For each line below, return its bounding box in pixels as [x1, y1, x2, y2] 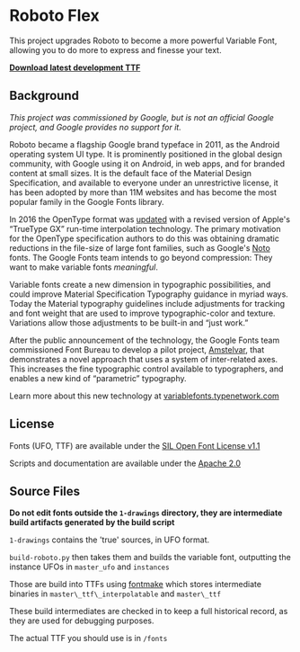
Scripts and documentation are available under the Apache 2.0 [9, 458, 241, 469]
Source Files [9, 483, 81, 499]
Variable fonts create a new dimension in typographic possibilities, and [9, 279, 271, 290]
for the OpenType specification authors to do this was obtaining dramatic [9, 233, 280, 244]
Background [9, 88, 79, 103]
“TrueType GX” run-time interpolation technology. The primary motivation [9, 223, 281, 234]
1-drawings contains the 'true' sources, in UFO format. [9, 534, 210, 545]
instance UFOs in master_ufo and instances [9, 561, 170, 572]
